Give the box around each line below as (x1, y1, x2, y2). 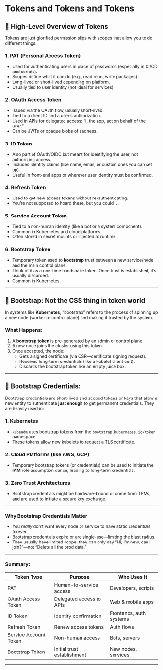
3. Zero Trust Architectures (5, 480, 70, 487)
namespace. (12, 434, 37, 439)
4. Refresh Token (5, 184, 46, 191)
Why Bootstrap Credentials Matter (5, 512, 88, 519)
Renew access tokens (54, 624, 104, 631)
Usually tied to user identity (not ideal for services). (12, 84, 115, 90)
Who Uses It (118, 574, 147, 580)
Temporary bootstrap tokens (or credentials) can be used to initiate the (12, 462, 154, 468)
